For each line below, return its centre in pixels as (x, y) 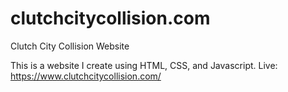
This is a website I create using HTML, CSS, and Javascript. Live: (144, 65)
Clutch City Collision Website (70, 46)
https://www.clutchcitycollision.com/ (86, 76)
